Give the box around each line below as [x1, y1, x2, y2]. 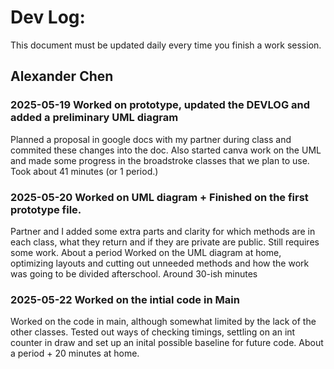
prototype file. [10, 202, 82, 216]
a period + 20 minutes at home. [10, 347, 140, 360]
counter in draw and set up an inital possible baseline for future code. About [10, 337, 324, 349]
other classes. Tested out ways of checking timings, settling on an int [10, 326, 296, 338]
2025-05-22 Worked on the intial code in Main [10, 292, 240, 306]
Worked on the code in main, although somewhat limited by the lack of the [10, 316, 317, 328]
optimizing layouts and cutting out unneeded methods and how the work [10, 257, 310, 269]
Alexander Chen [10, 68, 114, 85]
